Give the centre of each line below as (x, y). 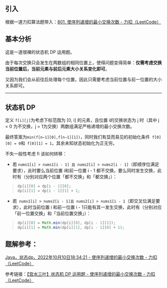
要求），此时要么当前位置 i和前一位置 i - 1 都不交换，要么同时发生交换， (85, 171)
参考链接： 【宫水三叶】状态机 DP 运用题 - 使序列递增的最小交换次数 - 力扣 (80, 274)
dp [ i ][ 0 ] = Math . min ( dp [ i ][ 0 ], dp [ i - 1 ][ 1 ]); (66, 223)
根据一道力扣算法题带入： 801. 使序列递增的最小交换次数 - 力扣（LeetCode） (83, 22)
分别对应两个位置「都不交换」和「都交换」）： (71, 177)
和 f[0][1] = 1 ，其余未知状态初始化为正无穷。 (69, 143)
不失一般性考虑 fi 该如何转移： (36, 154)
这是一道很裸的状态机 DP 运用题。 (40, 52)
